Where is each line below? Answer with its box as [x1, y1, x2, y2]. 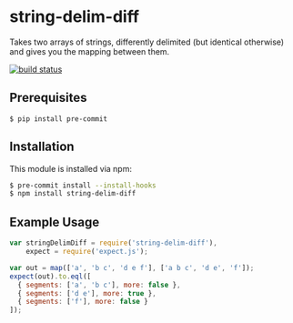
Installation [9, 139, 75, 155]
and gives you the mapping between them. [9, 45, 170, 56]
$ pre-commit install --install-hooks [9, 180, 157, 190]
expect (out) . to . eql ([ [9, 271, 92, 281]
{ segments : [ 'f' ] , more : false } [17, 298, 148, 307]
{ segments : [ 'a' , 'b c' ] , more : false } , [17, 280, 181, 289]
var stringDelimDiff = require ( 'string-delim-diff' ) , [9, 238, 218, 247]
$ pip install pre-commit [9, 114, 107, 124]
